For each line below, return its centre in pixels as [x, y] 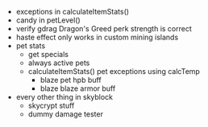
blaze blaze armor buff [78, 88]
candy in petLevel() [48, 20]
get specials [48, 54]
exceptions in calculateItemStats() [73, 12]
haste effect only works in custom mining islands [97, 37]
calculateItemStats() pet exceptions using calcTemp [114, 71]
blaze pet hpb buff [71, 80]
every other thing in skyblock [64, 97]
